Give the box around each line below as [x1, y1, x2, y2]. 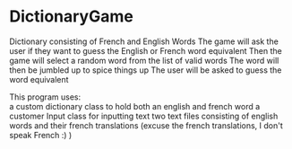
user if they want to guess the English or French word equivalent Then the [9, 45, 282, 56]
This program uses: [9, 92, 82, 102]
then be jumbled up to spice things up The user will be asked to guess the [9, 65, 282, 75]
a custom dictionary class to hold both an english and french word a [9, 101, 261, 111]
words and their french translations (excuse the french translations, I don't [9, 119, 284, 131]
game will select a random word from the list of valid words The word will [9, 55, 279, 66]
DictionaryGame [9, 6, 134, 27]
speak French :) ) [9, 129, 73, 140]
